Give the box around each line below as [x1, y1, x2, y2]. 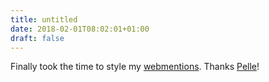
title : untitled [10, 14, 78, 25]
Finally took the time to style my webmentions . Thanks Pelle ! [10, 61, 260, 73]
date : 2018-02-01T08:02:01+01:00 [10, 24, 150, 34]
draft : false [10, 33, 65, 43]
